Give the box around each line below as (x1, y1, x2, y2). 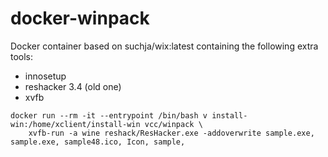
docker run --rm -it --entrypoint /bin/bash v (10, 110, 208, 121)
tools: (10, 50, 34, 62)
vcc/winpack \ (144, 119, 203, 129)
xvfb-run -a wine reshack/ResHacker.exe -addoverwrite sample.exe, (28, 128, 315, 138)
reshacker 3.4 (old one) (24, 80, 122, 92)
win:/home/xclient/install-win (10, 119, 141, 129)
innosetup (24, 70, 67, 82)
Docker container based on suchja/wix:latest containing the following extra (10, 40, 319, 52)
